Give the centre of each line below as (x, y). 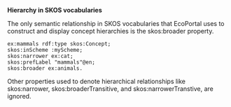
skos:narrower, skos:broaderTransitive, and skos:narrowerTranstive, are (110, 89)
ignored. (19, 96)
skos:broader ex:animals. (45, 69)
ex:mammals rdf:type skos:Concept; (59, 44)
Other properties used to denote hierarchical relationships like (97, 81)
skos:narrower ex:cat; (40, 56)
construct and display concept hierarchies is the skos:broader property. (111, 31)
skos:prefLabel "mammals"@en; (51, 62)
